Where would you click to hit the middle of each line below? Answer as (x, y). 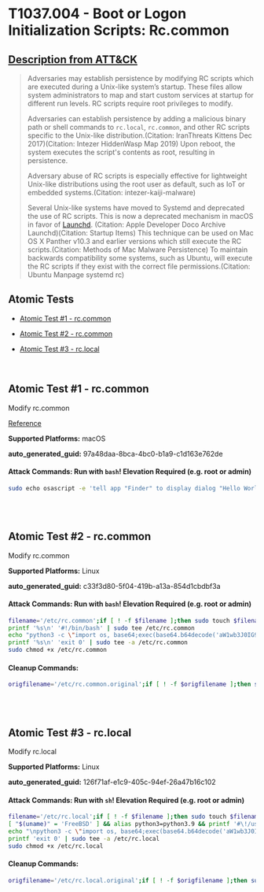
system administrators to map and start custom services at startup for (140, 95)
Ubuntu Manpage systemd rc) (76, 275)
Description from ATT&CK (73, 59)
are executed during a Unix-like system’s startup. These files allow (135, 87)
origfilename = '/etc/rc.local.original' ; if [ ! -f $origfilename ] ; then (128, 880)
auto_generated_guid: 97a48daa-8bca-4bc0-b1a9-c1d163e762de (115, 453)
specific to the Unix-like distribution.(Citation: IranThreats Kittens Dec (140, 135)
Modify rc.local (33, 751)
